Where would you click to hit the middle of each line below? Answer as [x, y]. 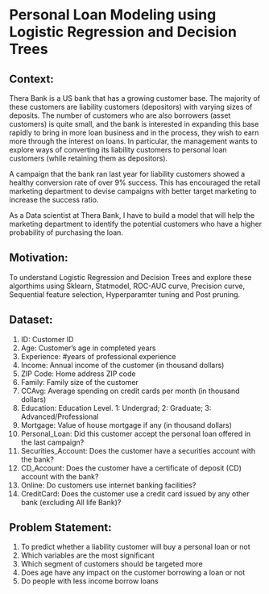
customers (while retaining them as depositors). [89, 158]
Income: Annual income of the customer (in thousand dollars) [122, 365]
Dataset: [31, 320]
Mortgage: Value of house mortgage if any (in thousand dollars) [126, 425]
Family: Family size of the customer [80, 382]
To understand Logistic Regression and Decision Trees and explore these [130, 277]
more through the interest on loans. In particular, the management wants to [133, 141]
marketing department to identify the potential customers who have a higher [136, 224]
